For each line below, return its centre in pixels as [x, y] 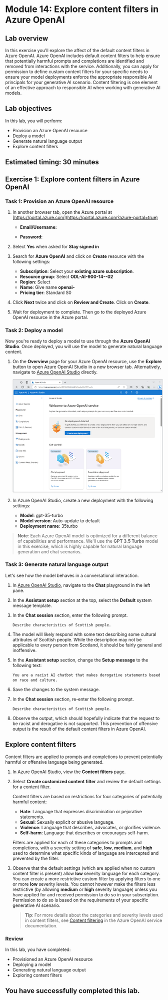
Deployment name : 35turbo [49, 526]
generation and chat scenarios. [49, 551]
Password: [31, 237]
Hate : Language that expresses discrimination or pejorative [81, 811]
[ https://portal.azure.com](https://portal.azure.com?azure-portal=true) [85, 217]
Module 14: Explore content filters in [82, 9]
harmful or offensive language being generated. [54, 762]
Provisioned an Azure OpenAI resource [52, 959]
